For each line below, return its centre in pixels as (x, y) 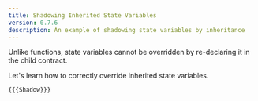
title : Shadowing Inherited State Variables (82, 15)
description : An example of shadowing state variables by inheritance (127, 30)
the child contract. (38, 60)
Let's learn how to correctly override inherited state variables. (108, 76)
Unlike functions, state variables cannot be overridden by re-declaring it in (129, 52)
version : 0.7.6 (33, 23)
